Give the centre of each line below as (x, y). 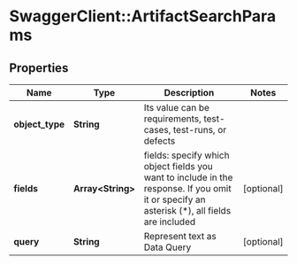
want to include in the (188, 177)
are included (170, 222)
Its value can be (177, 108)
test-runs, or (200, 130)
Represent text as (180, 236)
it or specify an (175, 199)
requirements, (172, 119)
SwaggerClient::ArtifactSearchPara (143, 16)
